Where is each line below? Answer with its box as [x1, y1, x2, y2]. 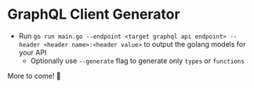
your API [18, 48, 47, 57]
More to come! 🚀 [7, 71, 61, 80]
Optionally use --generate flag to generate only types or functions [30, 56, 245, 65]
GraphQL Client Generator [7, 5, 181, 23]
